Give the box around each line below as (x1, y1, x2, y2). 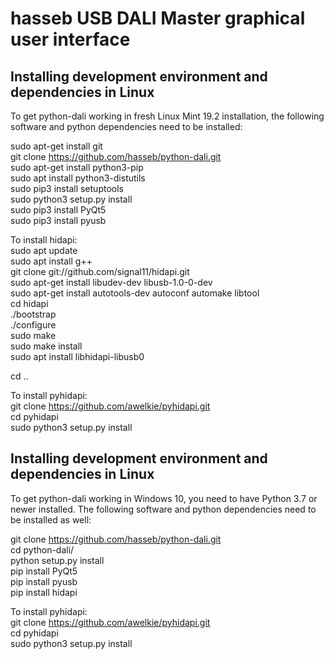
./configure (10, 319, 57, 331)
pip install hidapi (10, 586, 78, 598)
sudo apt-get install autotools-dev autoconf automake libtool (10, 287, 260, 299)
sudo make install (10, 340, 83, 352)
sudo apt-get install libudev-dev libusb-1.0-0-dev (10, 277, 213, 288)
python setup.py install (10, 554, 105, 566)
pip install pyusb (10, 575, 78, 587)
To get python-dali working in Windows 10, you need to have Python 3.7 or (10, 492, 318, 504)
